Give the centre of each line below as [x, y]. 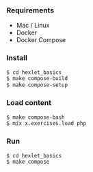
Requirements [30, 10]
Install [17, 58]
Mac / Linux [33, 26]
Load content [29, 103]
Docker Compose [41, 40]
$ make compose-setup [37, 85]
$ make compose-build [37, 79]
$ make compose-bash [36, 117]
